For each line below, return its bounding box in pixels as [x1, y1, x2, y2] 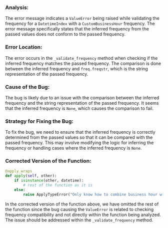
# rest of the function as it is [23, 183, 93, 188]
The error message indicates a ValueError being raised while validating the [5, 15, 160, 21]
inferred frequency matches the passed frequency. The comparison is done [5, 60, 161, 66]
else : [14, 187, 26, 192]
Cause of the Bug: [5, 83, 50, 90]
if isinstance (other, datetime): [14, 178, 84, 183]
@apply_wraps [5, 169, 32, 174]
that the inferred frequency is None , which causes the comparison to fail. [5, 105, 154, 111]
